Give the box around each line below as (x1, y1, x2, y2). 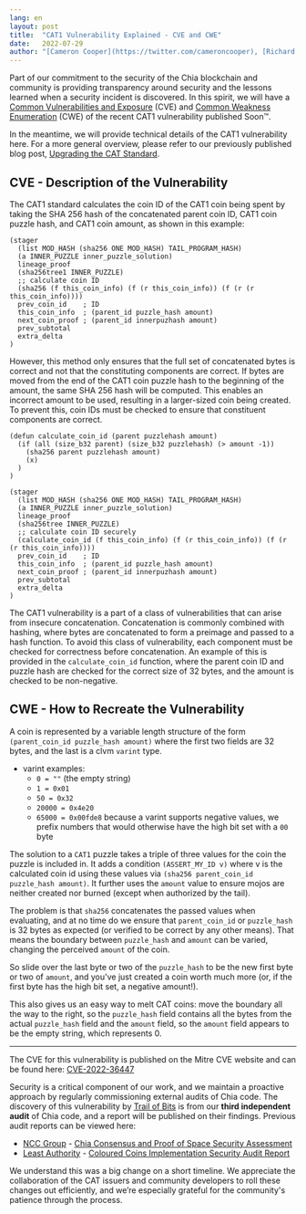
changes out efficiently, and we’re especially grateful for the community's (9, 1184, 286, 1196)
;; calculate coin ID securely (17, 527, 137, 537)
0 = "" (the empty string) (36, 772, 131, 783)
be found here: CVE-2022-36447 (9, 1063, 135, 1074)
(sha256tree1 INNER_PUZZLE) (17, 267, 125, 277)
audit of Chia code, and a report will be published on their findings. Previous (9, 1110, 296, 1121)
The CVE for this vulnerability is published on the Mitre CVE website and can (9, 1053, 297, 1064)
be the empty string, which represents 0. (9, 1028, 162, 1039)
